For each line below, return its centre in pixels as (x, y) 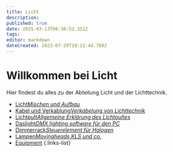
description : (23, 18)
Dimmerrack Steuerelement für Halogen (64, 130)
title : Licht (23, 12)
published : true (27, 23)
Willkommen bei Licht (62, 76)
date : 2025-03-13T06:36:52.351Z (47, 29)
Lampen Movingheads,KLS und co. (58, 136)
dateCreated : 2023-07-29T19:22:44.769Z (57, 46)
